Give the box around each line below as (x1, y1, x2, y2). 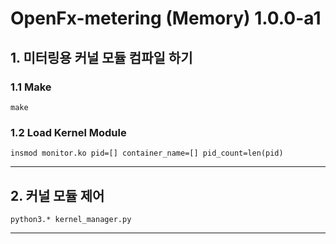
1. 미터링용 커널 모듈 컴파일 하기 (10, 49, 193, 66)
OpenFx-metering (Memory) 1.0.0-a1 (10, 7, 322, 30)
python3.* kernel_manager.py (10, 214, 132, 224)
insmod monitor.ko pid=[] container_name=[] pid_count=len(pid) (10, 148, 284, 159)
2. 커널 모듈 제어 (10, 187, 105, 204)
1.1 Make (10, 80, 52, 94)
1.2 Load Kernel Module (10, 125, 127, 139)
